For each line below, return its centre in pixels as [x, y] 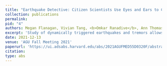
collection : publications [32, 14]
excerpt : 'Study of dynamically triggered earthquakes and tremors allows [84, 33]
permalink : [16, 19]
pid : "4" [14, 24]
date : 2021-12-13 [23, 38]
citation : [15, 51]
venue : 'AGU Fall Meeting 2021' [39, 42]
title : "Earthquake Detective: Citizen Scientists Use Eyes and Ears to [82, 10]
